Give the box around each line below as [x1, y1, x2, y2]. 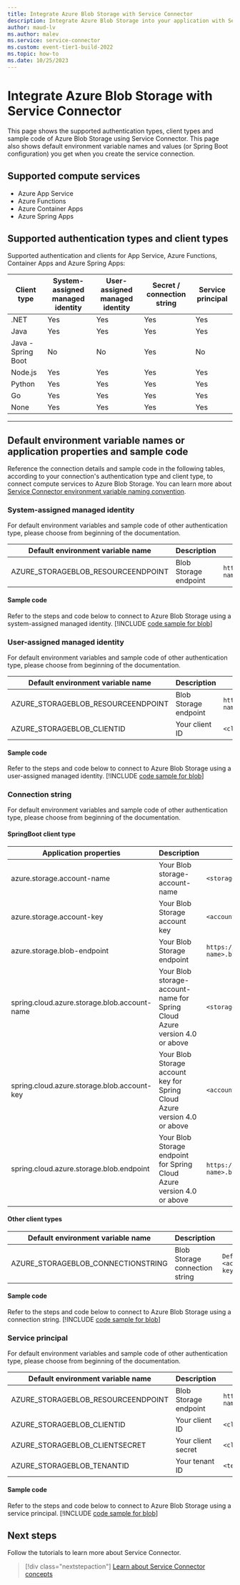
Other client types [7, 1215, 63, 1223]
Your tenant [175, 1456, 215, 1466]
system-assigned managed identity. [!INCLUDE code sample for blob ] [7, 619, 213, 627]
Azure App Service [17, 189, 74, 197]
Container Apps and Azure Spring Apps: [7, 259, 126, 268]
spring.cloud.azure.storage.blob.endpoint [11, 1163, 150, 1173]
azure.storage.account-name [11, 873, 111, 883]
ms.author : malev [7, 30, 59, 38]
